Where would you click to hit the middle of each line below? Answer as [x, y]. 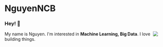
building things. [20, 39]
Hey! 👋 [12, 24]
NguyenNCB [30, 8]
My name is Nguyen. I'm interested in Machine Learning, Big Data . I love [77, 34]
